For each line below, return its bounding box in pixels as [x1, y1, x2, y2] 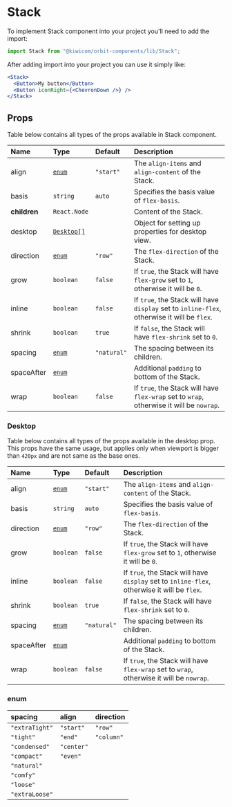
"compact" [10, 752, 43, 760]
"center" [59, 743, 88, 750]
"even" [59, 752, 81, 760]
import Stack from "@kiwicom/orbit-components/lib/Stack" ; [7, 48, 181, 55]
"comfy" [10, 771, 36, 779]
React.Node [52, 208, 88, 216]
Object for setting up [133, 219, 201, 228]
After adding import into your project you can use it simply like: [7, 60, 186, 68]
